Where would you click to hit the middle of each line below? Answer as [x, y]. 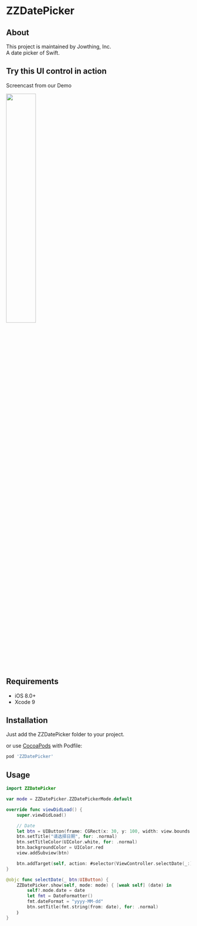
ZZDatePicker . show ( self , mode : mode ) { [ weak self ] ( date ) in [94, 885]
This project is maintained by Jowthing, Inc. [59, 46]
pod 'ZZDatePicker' [30, 757]
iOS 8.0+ [25, 696]
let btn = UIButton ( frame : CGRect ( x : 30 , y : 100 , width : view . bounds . [105, 831]
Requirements [32, 681]
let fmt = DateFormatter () [60, 896]
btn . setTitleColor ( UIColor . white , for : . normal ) [77, 842]
